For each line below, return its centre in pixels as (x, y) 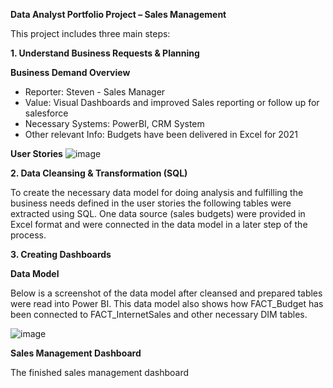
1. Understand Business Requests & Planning (105, 53)
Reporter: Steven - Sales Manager (95, 92)
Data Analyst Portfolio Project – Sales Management (118, 14)
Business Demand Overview (70, 72)
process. (28, 235)
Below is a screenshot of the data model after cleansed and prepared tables (166, 293)
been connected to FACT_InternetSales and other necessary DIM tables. (159, 314)
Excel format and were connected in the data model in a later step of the (159, 224)
